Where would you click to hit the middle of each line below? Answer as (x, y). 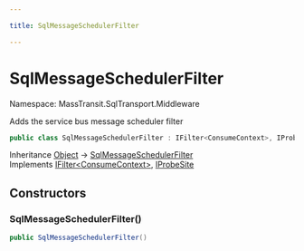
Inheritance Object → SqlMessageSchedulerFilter (101, 155)
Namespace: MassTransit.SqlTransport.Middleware (105, 103)
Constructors (48, 193)
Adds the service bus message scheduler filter (96, 121)
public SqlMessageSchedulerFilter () (78, 238)
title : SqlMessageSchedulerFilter (75, 25)
